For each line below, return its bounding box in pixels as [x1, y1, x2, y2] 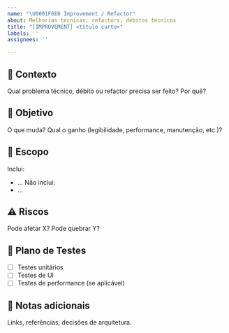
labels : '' [7, 29, 39, 37]
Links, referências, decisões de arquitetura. [7, 318, 132, 327]
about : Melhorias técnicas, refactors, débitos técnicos [7, 17, 177, 24]
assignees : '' [7, 36, 49, 43]
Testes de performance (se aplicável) [17, 279, 126, 288]
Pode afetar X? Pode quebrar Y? [7, 225, 100, 233]
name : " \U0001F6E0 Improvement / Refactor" [7, 10, 136, 17]
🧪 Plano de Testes [7, 244, 87, 256]
